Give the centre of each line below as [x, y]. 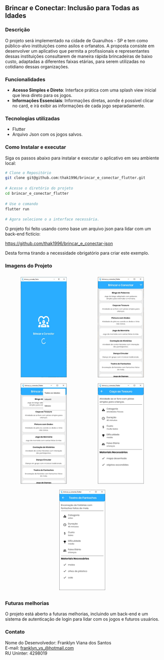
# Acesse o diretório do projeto [39, 188]
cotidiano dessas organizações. [37, 66]
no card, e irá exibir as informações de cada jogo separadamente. [79, 106]
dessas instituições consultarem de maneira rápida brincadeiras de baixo [79, 56]
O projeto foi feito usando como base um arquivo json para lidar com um [78, 229]
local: [11, 163]
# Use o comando [22, 204]
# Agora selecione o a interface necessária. [52, 219]
